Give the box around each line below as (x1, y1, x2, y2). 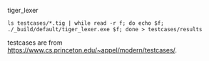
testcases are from (7, 38, 63, 47)
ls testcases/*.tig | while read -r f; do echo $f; (7, 20, 164, 27)
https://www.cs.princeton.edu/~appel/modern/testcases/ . (7, 46, 177, 54)
